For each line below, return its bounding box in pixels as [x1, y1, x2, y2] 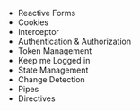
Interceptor [17, 27, 60, 37]
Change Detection [17, 74, 85, 84]
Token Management [17, 46, 92, 56]
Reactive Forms [17, 8, 76, 18]
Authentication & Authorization [17, 36, 132, 47]
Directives [17, 93, 56, 104]
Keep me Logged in [17, 55, 91, 65]
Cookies [17, 17, 49, 28]
